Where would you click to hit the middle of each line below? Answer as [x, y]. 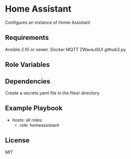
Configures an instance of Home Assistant [48, 22]
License [17, 140]
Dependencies [28, 81]
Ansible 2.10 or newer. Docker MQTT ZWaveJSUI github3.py [65, 49]
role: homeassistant [39, 125]
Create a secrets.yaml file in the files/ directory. [53, 93]
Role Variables [27, 65]
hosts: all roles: [27, 120]
